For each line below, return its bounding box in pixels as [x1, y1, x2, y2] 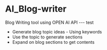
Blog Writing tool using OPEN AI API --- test [5, 19, 94, 25]
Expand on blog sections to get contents [12, 39, 95, 45]
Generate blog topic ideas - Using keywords [12, 29, 102, 34]
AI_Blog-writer [5, 3, 67, 15]
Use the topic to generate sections [12, 34, 83, 40]
